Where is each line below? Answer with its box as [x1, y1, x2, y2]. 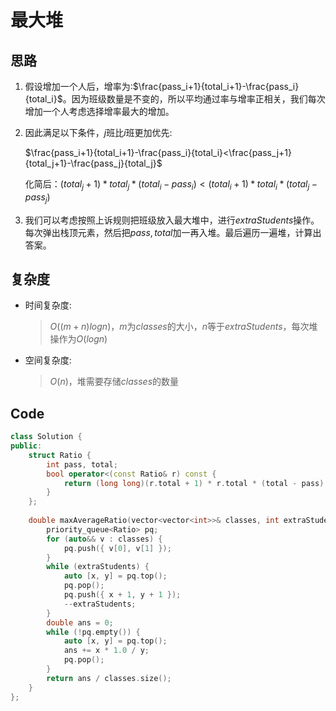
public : [10, 441, 43, 451]
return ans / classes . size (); [46, 673, 172, 683]
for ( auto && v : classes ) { [46, 534, 163, 544]
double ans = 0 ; [46, 617, 114, 628]
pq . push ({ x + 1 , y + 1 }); [63, 590, 182, 600]
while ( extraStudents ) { [46, 562, 150, 572]
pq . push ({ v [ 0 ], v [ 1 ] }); [63, 543, 172, 553]
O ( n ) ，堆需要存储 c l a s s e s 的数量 [49, 376, 180, 388]
